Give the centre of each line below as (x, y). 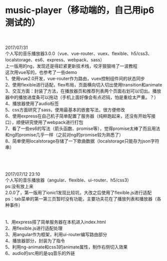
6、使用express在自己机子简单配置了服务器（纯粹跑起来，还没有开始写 (78, 116)
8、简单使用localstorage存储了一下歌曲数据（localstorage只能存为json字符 (82, 141)
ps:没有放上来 (19, 186)
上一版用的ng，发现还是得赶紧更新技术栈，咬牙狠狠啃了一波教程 (71, 66)
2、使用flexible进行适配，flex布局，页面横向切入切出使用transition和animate (84, 84)
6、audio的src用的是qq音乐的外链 (40, 253)
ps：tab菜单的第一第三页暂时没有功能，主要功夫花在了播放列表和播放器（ (81, 198)
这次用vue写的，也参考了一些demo (41, 72)
